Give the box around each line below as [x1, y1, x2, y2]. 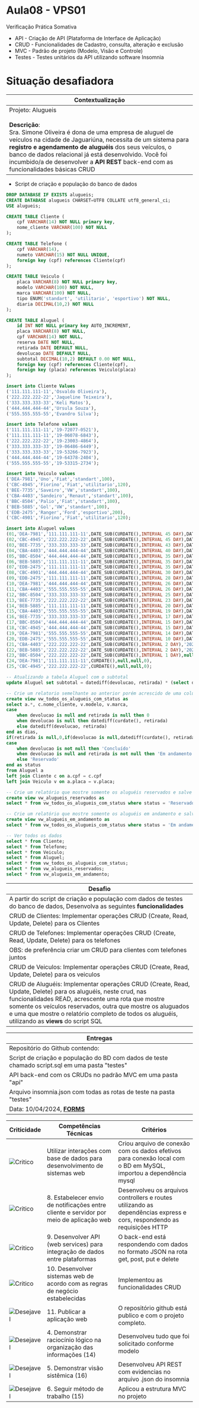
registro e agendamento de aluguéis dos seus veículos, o [9, 143, 172, 151]
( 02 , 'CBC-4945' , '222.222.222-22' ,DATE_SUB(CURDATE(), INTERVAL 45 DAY [6, 537, 182, 543]
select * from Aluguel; [6, 855, 65, 861]
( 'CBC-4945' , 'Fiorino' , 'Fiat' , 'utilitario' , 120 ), [6, 482, 131, 488]
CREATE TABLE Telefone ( [6, 241, 68, 247]
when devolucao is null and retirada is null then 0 [17, 712, 150, 718]
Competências [58, 1122, 101, 1130]
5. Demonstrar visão [47, 1364, 104, 1372]
